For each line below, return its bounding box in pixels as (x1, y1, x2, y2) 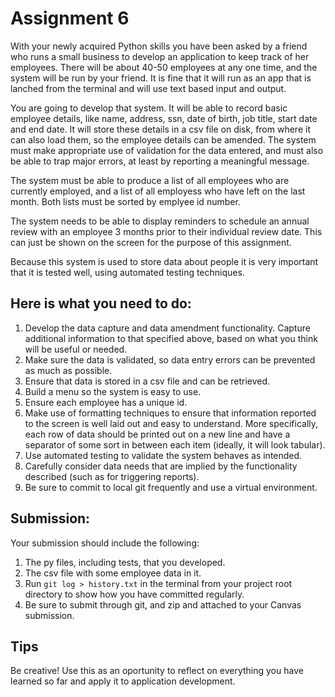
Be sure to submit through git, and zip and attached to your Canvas (24, 598, 302, 611)
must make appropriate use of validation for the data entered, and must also (10, 144, 324, 156)
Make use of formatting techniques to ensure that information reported (24, 407, 317, 419)
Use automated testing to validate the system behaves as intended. (24, 449, 303, 461)
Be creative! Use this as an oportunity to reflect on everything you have (10, 665, 304, 677)
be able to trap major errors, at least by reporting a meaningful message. (10, 155, 310, 167)
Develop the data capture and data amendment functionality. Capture (24, 322, 311, 334)
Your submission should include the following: (10, 537, 200, 549)
